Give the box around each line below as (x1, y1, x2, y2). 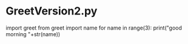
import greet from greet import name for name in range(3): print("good (5, 24, 183, 31)
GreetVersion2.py (5, 4, 98, 18)
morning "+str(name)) (5, 30, 61, 37)
